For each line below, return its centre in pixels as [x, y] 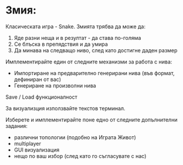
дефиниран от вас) [38, 79]
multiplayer [28, 143]
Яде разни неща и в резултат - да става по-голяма [77, 38]
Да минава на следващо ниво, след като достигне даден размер [96, 50]
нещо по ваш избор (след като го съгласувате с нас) [80, 156]
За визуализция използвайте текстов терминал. [65, 108]
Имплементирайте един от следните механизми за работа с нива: [89, 62]
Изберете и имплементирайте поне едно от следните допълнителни [91, 119]
